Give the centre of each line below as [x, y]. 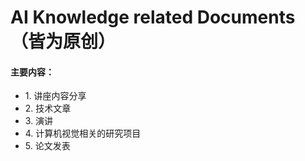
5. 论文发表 [47, 146]
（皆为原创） [63, 42]
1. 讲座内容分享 [55, 96]
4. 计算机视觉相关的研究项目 [83, 133]
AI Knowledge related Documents [153, 17]
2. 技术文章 [48, 108]
